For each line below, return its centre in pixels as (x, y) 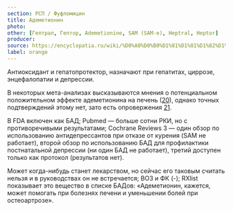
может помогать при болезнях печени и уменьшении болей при (103, 193)
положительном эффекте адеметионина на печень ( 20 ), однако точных (113, 100)
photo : (17, 26)
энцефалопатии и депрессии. (51, 79)
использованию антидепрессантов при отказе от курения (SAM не (107, 135)
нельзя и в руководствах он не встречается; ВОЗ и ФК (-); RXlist (103, 178)
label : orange (28, 53)
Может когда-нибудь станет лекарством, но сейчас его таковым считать (116, 171)
